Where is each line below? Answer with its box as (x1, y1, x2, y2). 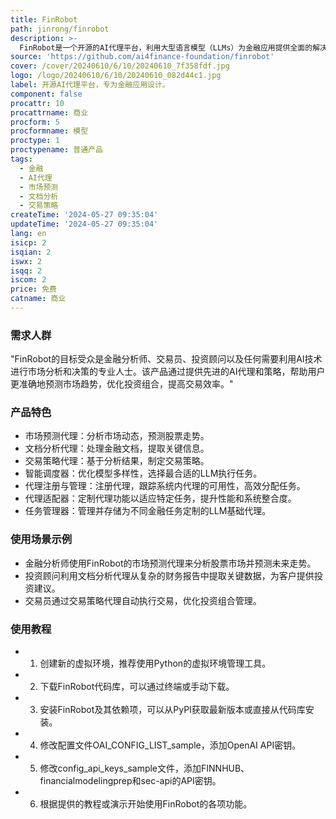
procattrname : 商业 (10, 107, 89, 118)
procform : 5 (10, 117, 60, 127)
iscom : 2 (10, 275, 47, 285)
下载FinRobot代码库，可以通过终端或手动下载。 (39, 681, 235, 693)
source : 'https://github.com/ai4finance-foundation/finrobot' (10, 52, 275, 62)
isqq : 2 (10, 266, 43, 276)
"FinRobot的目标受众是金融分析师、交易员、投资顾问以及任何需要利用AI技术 (10, 353, 323, 365)
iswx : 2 (10, 256, 43, 266)
